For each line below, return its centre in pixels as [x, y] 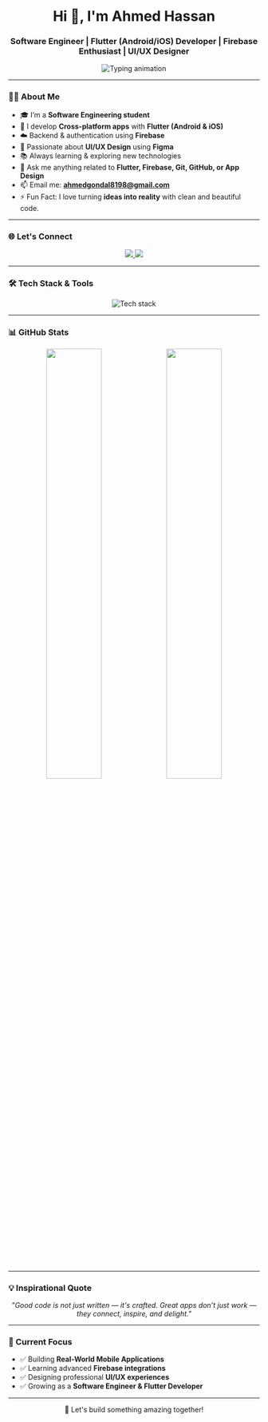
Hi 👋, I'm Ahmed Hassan [134, 16]
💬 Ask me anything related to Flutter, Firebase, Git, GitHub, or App [130, 167]
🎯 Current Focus [40, 1341]
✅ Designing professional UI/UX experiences [95, 1377]
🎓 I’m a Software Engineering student [85, 114]
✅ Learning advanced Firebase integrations [93, 1368]
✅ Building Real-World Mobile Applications [92, 1359]
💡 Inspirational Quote [50, 1288]
